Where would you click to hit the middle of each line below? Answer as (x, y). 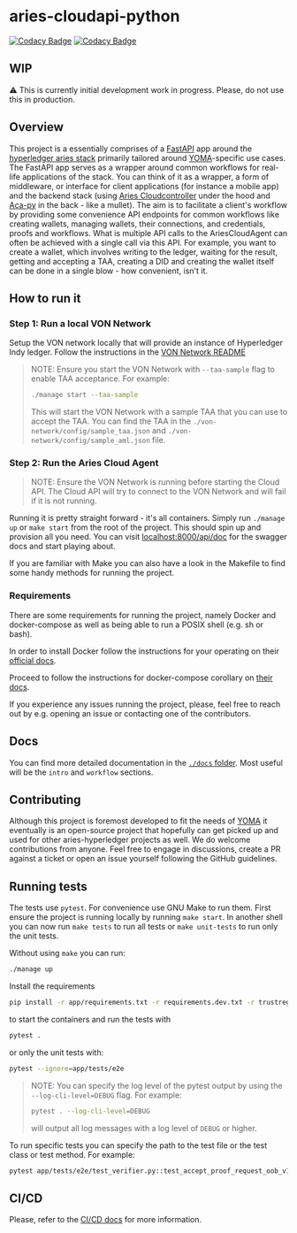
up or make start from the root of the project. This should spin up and (135, 527)
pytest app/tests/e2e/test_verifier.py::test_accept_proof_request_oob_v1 (150, 1171)
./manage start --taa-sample (84, 395)
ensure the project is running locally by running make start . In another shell (146, 917)
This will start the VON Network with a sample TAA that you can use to (159, 412)
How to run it (45, 298)
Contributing (45, 799)
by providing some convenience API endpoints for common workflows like (145, 214)
